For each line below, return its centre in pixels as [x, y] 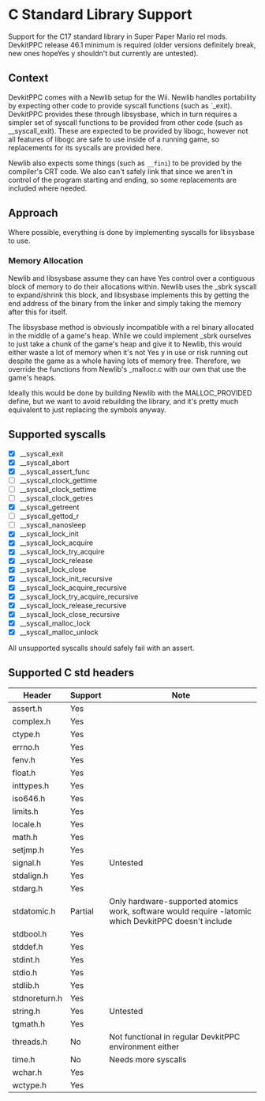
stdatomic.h [34, 911]
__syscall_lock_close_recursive [70, 614]
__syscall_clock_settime [58, 489]
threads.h [30, 1042]
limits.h [25, 811]
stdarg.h [28, 888]
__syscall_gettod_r [49, 516]
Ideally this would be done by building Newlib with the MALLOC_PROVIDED [130, 392]
